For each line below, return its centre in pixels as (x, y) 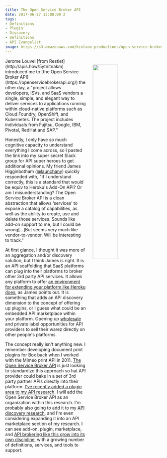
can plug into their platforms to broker (44, 271)
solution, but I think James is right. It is (45, 260)
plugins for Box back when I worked (42, 355)
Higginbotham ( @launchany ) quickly (42, 171)
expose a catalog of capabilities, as (42, 208)
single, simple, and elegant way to (40, 98)
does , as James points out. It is (37, 292)
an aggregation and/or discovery (39, 255)
